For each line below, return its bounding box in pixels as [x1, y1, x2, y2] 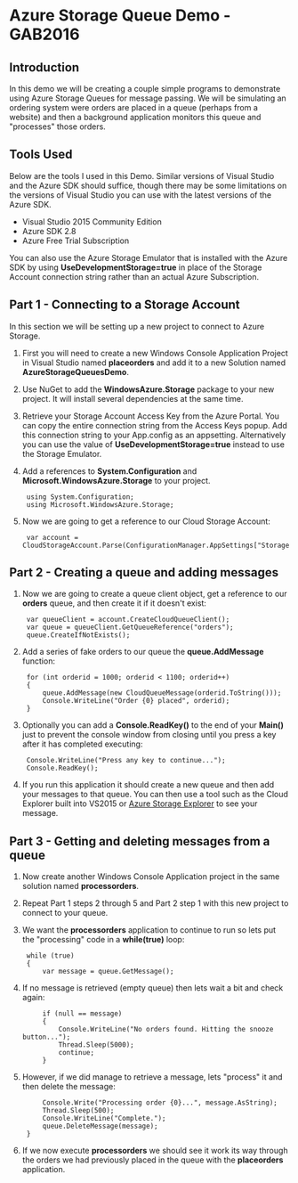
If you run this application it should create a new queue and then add [21, 779, 275, 790]
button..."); [21, 1032, 71, 1042]
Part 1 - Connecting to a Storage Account [9, 298, 240, 313]
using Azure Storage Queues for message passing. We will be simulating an [9, 93, 286, 103]
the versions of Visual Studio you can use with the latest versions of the [9, 189, 272, 200]
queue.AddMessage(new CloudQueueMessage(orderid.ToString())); [42, 689, 282, 698]
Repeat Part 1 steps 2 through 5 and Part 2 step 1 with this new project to [21, 898, 289, 909]
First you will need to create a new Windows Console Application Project [21, 347, 289, 358]
